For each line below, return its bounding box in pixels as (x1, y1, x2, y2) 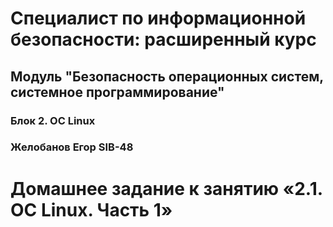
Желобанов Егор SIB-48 (10, 140, 134, 154)
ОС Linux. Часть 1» (10, 198, 173, 221)
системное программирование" (10, 83, 225, 101)
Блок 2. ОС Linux (10, 113, 96, 127)
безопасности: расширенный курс (10, 28, 317, 51)
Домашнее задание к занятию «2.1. (10, 177, 323, 200)
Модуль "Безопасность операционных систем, (10, 68, 324, 85)
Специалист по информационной (10, 7, 307, 30)
